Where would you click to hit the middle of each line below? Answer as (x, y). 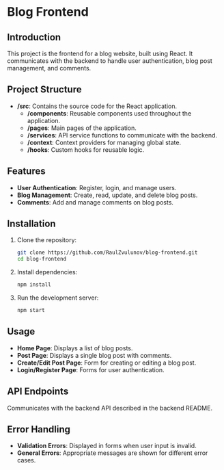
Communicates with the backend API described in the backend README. (110, 408)
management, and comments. (49, 68)
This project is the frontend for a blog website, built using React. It (100, 53)
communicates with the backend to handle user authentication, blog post (110, 61)
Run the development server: (58, 298)
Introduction (34, 37)
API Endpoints (38, 392)
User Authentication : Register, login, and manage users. (97, 187)
